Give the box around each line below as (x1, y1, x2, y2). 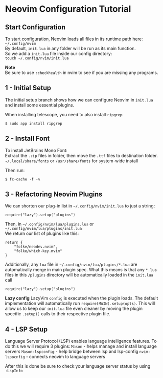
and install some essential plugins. (5, 102, 74, 108)
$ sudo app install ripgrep (5, 121, 63, 126)
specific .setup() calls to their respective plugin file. (5, 311, 111, 317)
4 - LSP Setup (5, 325, 48, 333)
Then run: (5, 167, 25, 173)
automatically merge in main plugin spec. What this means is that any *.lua (5, 267, 157, 273)
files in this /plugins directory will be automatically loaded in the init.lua (5, 272, 153, 278)
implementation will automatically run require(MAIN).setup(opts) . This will (5, 301, 155, 306)
